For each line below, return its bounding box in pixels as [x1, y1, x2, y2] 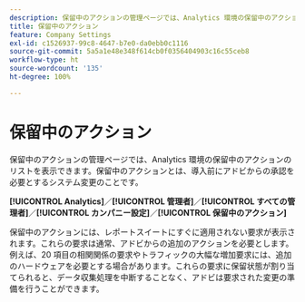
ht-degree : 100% [9, 73, 71, 82]
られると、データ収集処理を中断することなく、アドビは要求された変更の [16, 271, 288, 282]
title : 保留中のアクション [9, 22, 99, 31]
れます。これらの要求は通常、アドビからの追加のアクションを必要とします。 [9, 238, 294, 248]
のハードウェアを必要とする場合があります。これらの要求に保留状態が [9, 260, 271, 271]
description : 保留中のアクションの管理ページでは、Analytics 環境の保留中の [9, 13, 272, 23]
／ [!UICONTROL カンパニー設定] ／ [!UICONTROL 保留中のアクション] [28, 207, 288, 218]
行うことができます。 [25, 283, 104, 294]
